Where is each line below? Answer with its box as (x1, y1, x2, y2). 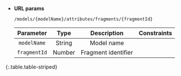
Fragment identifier (81, 49, 134, 56)
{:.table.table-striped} (5, 64, 58, 70)
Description (90, 29, 124, 37)
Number (53, 49, 75, 56)
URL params (13, 5, 44, 12)
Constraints (138, 29, 173, 37)
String (55, 39, 72, 47)
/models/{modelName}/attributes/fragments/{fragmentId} (13, 16, 153, 22)
